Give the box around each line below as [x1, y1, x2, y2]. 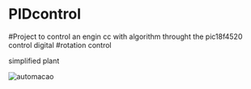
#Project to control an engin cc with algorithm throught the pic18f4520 [8, 32, 243, 41]
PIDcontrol [8, 5, 82, 23]
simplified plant [8, 56, 60, 66]
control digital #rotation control [8, 40, 112, 49]
